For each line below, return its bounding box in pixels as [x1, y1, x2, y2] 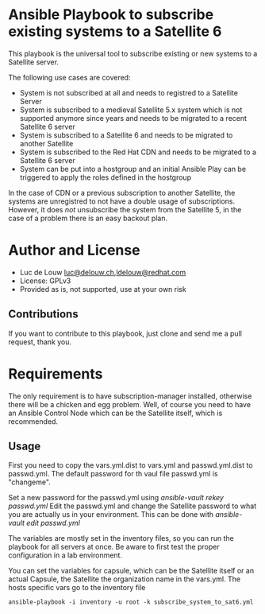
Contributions [8, 308, 79, 321]
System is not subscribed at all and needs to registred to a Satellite [19, 87, 238, 97]
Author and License [8, 241, 140, 259]
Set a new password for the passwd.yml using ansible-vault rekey [8, 493, 225, 503]
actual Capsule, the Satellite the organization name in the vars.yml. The [8, 574, 240, 584]
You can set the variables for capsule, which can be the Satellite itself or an [8, 566, 255, 576]
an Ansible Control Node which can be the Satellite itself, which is [8, 408, 223, 418]
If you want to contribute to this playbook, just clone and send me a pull [8, 328, 242, 338]
